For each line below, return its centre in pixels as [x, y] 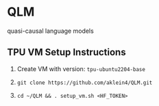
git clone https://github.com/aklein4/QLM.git [85, 83]
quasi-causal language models [50, 31]
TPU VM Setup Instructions [66, 52]
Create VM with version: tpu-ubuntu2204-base [81, 68]
